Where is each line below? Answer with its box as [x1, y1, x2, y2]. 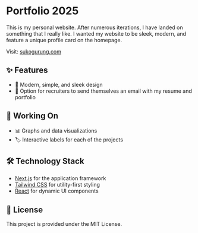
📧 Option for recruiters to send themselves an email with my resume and [14, 87, 192, 95]
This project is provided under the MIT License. [6, 221, 122, 228]
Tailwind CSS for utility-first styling [14, 181, 100, 188]
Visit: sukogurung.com [6, 48, 61, 55]
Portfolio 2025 [6, 4, 79, 18]
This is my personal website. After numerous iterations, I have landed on [6, 24, 183, 31]
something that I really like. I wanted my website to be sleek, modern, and [6, 30, 186, 37]
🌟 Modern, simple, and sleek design [14, 81, 103, 88]
